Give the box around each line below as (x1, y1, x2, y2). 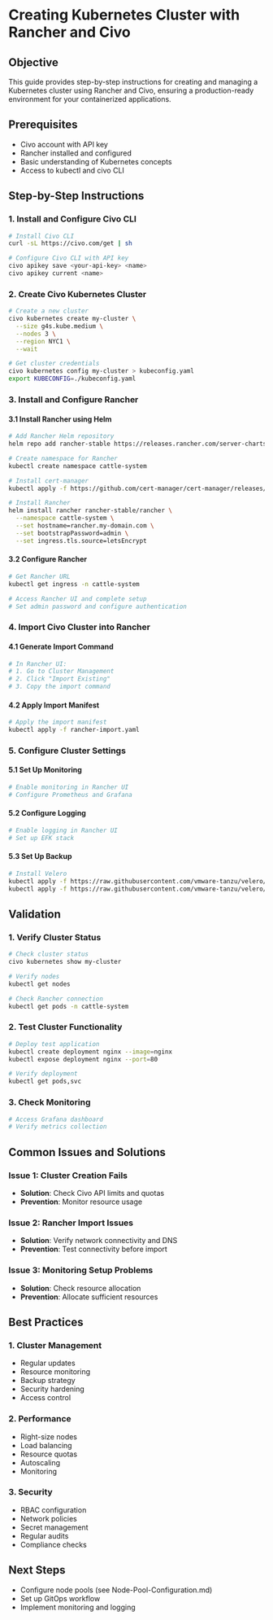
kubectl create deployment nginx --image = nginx (8, 1048, 173, 1056)
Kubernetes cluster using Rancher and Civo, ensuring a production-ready (8, 85, 254, 95)
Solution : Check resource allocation (19, 1283, 141, 1293)
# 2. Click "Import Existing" (8, 675, 111, 683)
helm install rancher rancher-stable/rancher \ (8, 506, 173, 514)
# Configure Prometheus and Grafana (8, 790, 132, 799)
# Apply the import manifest (8, 718, 107, 726)
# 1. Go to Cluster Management (8, 668, 115, 676)
